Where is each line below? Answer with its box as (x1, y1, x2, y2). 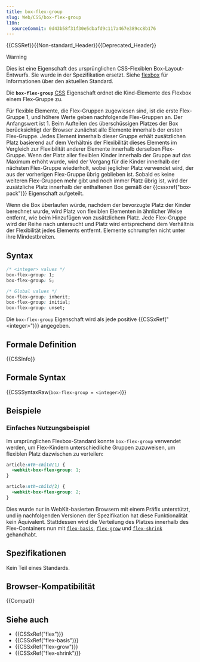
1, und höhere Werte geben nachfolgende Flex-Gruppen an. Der (26, 114, 183, 121)
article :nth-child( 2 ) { (6, 484, 66, 490)
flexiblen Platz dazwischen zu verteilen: (6, 450, 104, 457)
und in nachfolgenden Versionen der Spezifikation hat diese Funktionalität (6, 512, 188, 519)
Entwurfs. (6, 71, 30, 78)
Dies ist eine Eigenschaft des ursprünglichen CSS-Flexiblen (6, 65, 152, 72)
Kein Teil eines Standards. (6, 564, 70, 571)
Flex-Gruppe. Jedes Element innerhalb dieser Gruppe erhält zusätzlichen (6, 133, 186, 140)
